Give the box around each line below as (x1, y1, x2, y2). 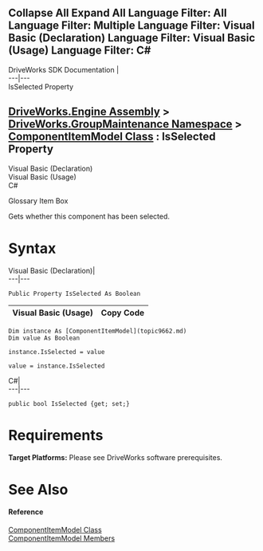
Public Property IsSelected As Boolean (8, 289, 141, 297)
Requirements (8, 426, 104, 444)
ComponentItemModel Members (8, 533, 116, 543)
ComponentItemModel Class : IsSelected (8, 130, 216, 144)
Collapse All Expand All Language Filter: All (8, 6, 227, 20)
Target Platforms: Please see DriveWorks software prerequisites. (8, 452, 223, 462)
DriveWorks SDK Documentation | (8, 65, 120, 74)
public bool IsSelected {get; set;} (8, 399, 130, 407)
